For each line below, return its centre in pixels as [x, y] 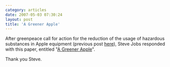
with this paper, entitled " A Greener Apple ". [50, 49]
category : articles [26, 10]
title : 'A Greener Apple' [33, 24]
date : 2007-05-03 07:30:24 [34, 15]
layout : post [19, 19]
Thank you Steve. [24, 59]
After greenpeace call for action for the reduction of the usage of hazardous [85, 39]
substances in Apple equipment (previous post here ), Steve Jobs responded [85, 44]
